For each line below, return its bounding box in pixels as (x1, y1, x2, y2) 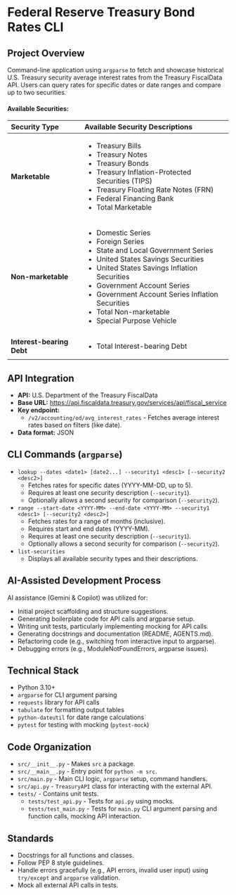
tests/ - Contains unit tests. (17, 790, 99, 798)
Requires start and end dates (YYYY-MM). (27, 524, 150, 533)
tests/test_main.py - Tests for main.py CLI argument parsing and (27, 804, 218, 813)
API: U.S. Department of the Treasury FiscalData (17, 391, 158, 399)
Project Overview (7, 47, 85, 59)
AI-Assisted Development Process (7, 574, 162, 587)
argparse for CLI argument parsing (17, 690, 117, 700)
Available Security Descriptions (84, 122, 193, 132)
